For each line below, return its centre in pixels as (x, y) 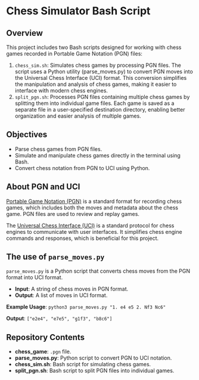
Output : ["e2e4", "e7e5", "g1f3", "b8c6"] (59, 319)
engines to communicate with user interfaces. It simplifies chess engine (94, 231)
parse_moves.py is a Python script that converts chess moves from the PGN (98, 271)
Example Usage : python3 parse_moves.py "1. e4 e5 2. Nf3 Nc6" (86, 307)
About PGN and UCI (43, 187)
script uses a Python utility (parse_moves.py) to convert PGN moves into (104, 72)
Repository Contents (46, 337)
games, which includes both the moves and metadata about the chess (92, 208)
